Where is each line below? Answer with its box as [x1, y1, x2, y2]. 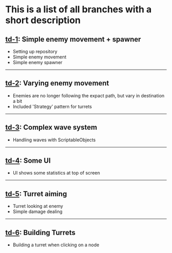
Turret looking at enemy [12, 203, 63, 209]
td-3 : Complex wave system [5, 123, 97, 132]
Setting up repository [12, 49, 58, 54]
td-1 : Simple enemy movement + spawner [5, 35, 141, 44]
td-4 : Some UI [5, 156, 51, 165]
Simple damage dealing [12, 208, 63, 215]
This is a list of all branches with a [5, 4, 152, 15]
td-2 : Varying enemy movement [5, 79, 109, 88]
